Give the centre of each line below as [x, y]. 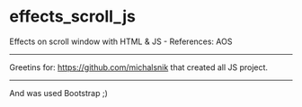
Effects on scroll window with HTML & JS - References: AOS [121, 41]
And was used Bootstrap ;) [58, 93]
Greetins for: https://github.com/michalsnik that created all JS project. [138, 67]
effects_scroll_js [73, 17]
